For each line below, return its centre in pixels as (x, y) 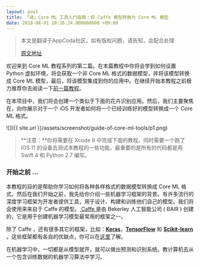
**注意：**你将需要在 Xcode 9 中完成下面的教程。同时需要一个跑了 (103, 140)
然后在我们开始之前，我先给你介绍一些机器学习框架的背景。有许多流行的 (105, 194)
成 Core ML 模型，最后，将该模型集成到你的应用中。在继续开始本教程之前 (96, 81)
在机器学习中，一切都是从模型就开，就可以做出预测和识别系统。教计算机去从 (100, 249)
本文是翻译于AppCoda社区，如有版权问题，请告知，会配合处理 (97, 41)
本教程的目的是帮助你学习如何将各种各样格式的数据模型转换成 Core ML (93, 186)
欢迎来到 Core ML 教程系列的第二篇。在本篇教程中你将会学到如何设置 (91, 66)
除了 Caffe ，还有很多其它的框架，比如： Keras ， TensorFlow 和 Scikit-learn (100, 229)
